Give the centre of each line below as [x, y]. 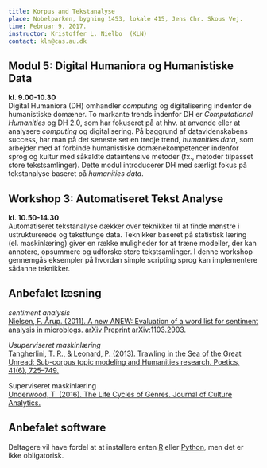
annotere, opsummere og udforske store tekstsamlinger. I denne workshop [130, 252]
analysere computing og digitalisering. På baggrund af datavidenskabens [128, 131]
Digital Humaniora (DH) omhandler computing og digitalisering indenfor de [130, 106]
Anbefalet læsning [55, 293]
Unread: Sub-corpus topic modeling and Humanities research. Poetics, [124, 361]
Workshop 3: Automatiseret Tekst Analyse [116, 199]
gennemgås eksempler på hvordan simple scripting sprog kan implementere [133, 260]
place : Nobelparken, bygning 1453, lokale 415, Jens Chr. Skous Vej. [126, 19]
